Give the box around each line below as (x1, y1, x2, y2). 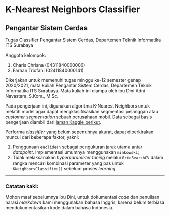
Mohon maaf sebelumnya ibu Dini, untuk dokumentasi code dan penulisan (5, 194, 160, 200)
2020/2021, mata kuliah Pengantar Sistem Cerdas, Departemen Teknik (5, 82, 152, 88)
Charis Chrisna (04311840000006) (12, 62, 86, 68)
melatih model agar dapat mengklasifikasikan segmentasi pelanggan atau (5, 109, 158, 114)
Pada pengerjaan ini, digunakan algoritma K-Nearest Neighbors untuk (5, 103, 150, 109)
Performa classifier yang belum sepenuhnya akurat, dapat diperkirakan (5, 129, 154, 135)
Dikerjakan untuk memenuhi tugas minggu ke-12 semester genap (5, 77, 141, 83)
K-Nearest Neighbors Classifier (5, 4, 140, 15)
